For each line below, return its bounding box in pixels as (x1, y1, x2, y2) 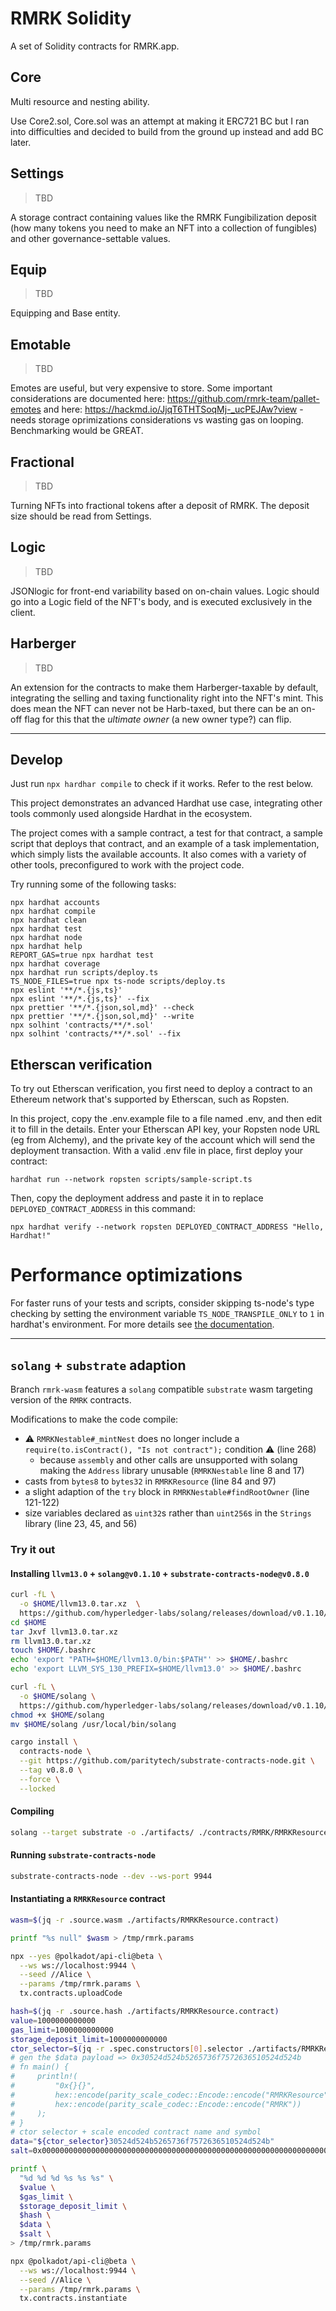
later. (10, 136, 32, 148)
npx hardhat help (10, 942, 83, 952)
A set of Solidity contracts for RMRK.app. (10, 40, 180, 52)
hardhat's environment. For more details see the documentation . (10, 1318, 275, 1331)
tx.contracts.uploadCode (19, 1988, 123, 1999)
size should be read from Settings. (10, 510, 152, 522)
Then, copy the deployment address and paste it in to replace (10, 1192, 264, 1204)
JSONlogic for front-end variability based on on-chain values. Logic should (10, 585, 320, 597)
